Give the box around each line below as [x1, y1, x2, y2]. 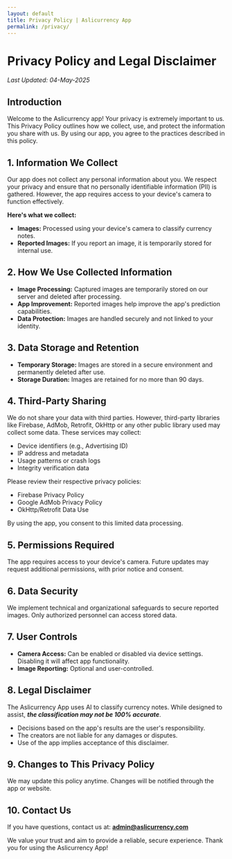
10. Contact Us [7, 804, 71, 816]
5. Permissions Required [7, 539, 115, 551]
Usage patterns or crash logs [17, 456, 101, 465]
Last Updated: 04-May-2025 [7, 76, 90, 84]
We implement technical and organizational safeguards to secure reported [7, 603, 220, 612]
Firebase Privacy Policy [17, 491, 84, 499]
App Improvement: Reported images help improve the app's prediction [17, 299, 220, 308]
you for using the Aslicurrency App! [7, 844, 109, 852]
